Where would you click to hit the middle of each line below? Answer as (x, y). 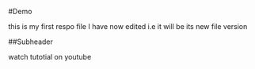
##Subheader (31, 42)
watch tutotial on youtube (50, 57)
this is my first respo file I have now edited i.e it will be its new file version (128, 26)
